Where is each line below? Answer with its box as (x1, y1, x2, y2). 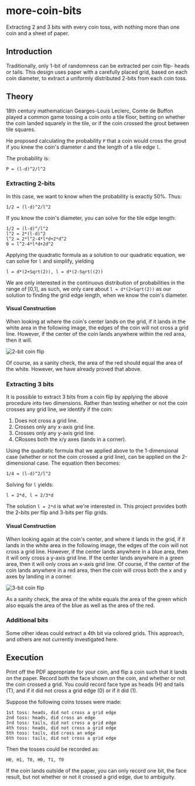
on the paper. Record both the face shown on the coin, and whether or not (6, 674, 186, 681)
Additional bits (6, 616, 49, 624)
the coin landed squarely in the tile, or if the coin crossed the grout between (6, 119, 189, 126)
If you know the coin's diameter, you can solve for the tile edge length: (6, 214, 176, 221)
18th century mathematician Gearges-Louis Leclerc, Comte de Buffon (6, 107, 174, 114)
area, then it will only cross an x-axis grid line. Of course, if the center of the (6, 560, 190, 567)
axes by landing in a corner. (6, 572, 73, 580)
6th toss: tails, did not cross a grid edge (6, 735, 117, 741)
